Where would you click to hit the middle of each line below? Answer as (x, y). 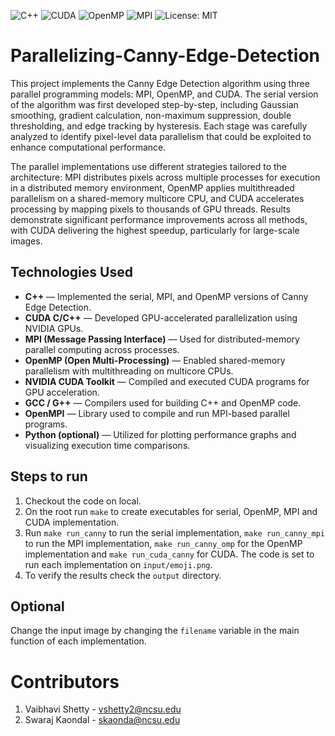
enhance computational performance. (88, 147)
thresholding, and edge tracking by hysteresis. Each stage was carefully (159, 126)
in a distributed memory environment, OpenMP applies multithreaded (152, 187)
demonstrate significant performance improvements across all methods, (159, 219)
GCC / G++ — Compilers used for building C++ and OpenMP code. (163, 402)
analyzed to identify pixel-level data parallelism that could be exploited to (161, 136)
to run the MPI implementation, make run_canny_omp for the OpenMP (163, 543)
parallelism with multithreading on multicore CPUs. (129, 371)
